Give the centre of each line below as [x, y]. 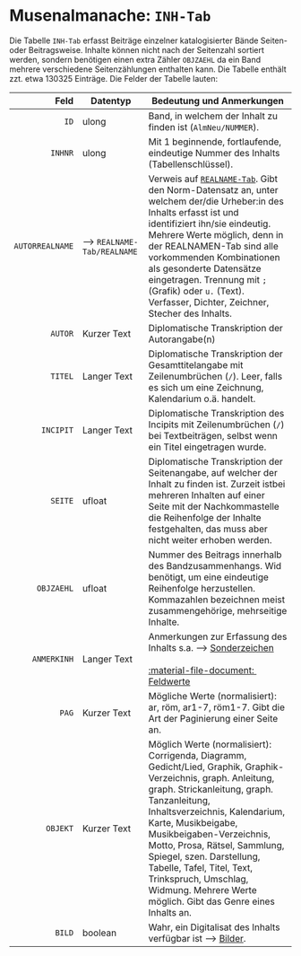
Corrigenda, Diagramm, [198, 755]
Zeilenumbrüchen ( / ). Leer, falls [215, 376]
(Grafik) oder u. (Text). [196, 291]
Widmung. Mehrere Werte [202, 890]
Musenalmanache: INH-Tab [110, 16]
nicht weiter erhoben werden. [210, 539]
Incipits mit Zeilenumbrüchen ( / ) [216, 425]
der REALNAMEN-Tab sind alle [214, 246]
